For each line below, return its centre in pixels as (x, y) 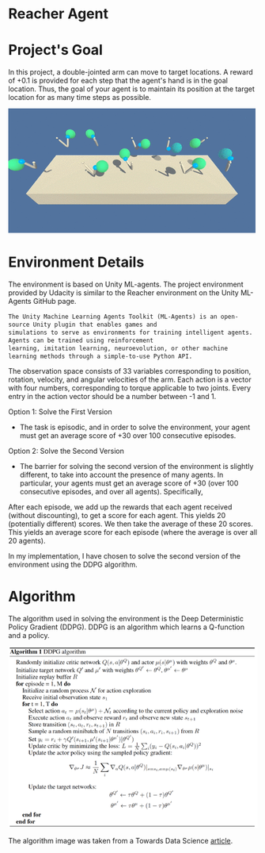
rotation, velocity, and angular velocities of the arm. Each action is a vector (130, 380)
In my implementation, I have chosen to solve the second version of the (125, 556)
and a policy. (29, 635)
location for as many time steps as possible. (80, 98)
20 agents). (27, 541)
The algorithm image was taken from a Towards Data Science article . (121, 841)
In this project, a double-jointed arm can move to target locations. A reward (131, 72)
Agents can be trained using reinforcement (81, 341)
